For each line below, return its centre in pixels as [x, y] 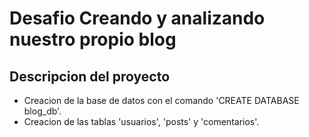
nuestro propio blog [93, 39]
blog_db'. [42, 111]
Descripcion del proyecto [90, 76]
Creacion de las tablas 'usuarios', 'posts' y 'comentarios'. [141, 121]
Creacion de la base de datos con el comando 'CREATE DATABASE [161, 100]
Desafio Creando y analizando [137, 18]
